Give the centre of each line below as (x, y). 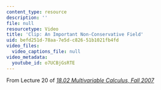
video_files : (23, 46)
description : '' (27, 18)
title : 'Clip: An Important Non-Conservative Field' (75, 35)
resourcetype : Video (33, 29)
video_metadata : (27, 57)
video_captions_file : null (46, 52)
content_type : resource (37, 12)
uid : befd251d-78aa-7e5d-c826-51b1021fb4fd (63, 40)
